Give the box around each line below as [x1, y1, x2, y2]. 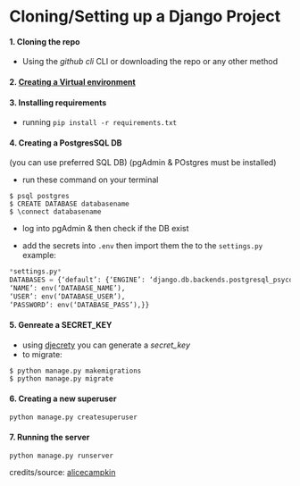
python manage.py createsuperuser [9, 413, 138, 422]
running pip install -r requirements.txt [21, 117, 177, 128]
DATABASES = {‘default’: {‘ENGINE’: [9, 275, 146, 285]
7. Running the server [9, 432, 90, 442]
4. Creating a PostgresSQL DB [9, 137, 122, 148]
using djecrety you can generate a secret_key [21, 339, 190, 350]
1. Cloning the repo [9, 36, 80, 46]
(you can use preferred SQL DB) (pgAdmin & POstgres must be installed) [9, 157, 277, 168]
